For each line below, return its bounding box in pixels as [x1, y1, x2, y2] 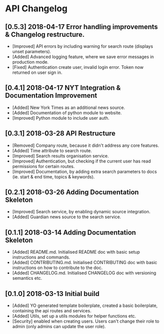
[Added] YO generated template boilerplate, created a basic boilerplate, [12, 302, 158, 308]
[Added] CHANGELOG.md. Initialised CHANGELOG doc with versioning [12, 270, 157, 276]
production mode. [12, 59, 49, 65]
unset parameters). [12, 49, 51, 54]
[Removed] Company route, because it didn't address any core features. [12, 142, 159, 148]
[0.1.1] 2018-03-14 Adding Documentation [5, 228, 136, 236]
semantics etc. [12, 275, 42, 281]
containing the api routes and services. [12, 308, 92, 314]
